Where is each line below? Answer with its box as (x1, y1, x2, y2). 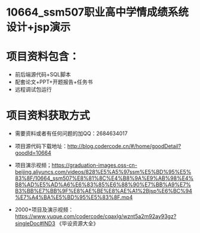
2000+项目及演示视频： (14, 206, 74, 213)
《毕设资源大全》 (56, 220, 99, 227)
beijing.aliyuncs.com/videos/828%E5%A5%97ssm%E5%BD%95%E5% (14, 168, 192, 176)
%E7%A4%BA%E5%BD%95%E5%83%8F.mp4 (14, 194, 133, 201)
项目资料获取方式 (6, 109, 91, 122)
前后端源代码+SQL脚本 (14, 71, 71, 78)
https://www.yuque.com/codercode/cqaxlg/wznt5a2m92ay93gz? (14, 213, 177, 220)
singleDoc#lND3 (14, 220, 56, 227)
